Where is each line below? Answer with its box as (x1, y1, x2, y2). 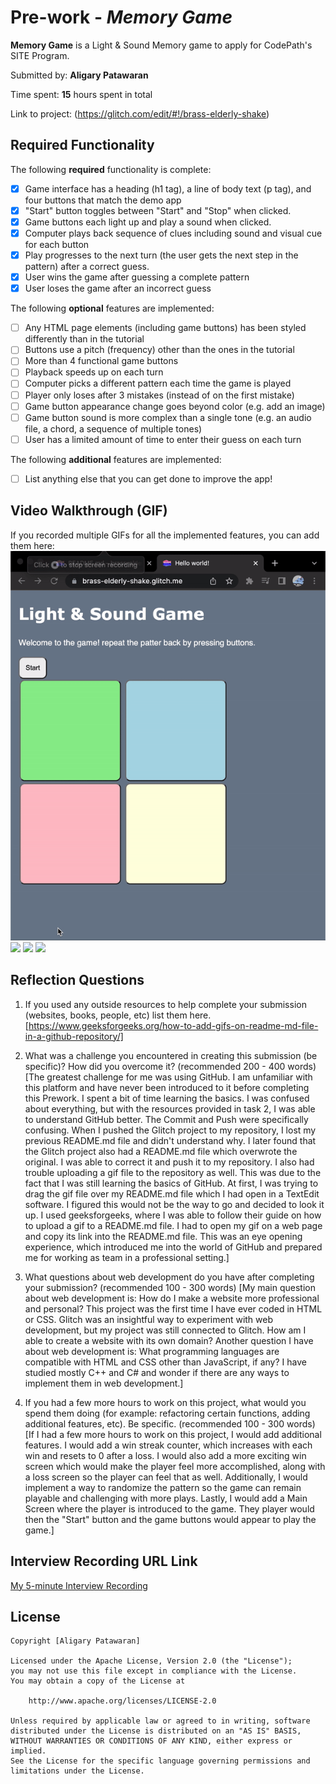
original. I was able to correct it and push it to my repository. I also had (24, 1156, 315, 1168)
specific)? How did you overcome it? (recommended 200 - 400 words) (24, 1060, 317, 1072)
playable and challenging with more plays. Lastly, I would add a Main (24, 1492, 308, 1504)
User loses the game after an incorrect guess (24, 282, 212, 295)
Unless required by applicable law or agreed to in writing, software (10, 1716, 311, 1726)
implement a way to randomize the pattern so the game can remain (24, 1481, 302, 1493)
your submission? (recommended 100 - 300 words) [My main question (24, 1281, 316, 1293)
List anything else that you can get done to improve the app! (24, 472, 273, 485)
